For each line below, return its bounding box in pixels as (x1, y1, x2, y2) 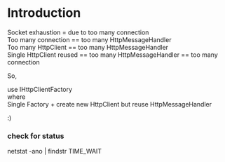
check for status (7, 131, 64, 141)
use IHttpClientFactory (7, 85, 72, 93)
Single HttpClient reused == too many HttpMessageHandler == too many (7, 50, 219, 59)
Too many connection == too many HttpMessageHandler (7, 35, 172, 43)
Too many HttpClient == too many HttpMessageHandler (7, 43, 169, 51)
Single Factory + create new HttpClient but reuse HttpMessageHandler (7, 100, 212, 108)
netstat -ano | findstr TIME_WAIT (7, 147, 102, 156)
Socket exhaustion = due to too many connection (7, 28, 149, 36)
